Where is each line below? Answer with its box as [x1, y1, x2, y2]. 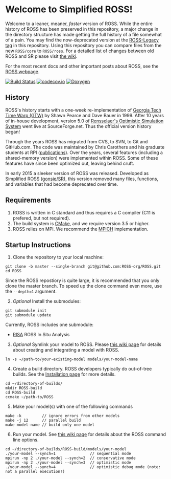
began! [5, 128, 20, 135]
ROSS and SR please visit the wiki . [5, 53, 78, 59]
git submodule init [5, 308, 47, 313]
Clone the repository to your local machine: [12, 254, 104, 260]
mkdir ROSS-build [5, 385, 42, 391]
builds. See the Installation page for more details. [12, 371, 116, 377]
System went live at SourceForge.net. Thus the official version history [5, 123, 152, 129]
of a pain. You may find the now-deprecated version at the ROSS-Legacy [5, 37, 159, 43]
